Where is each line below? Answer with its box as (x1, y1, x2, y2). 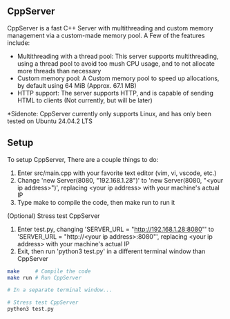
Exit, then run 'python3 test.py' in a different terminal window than (17, 247, 206, 255)
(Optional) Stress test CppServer (7, 211, 100, 220)
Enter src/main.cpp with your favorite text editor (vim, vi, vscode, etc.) (17, 169, 217, 177)
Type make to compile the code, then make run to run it (17, 198, 175, 206)
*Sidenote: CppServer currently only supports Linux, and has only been (7, 109, 212, 118)
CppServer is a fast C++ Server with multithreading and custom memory (7, 24, 213, 32)
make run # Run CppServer (7, 274, 82, 281)
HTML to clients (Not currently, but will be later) (17, 96, 153, 104)
